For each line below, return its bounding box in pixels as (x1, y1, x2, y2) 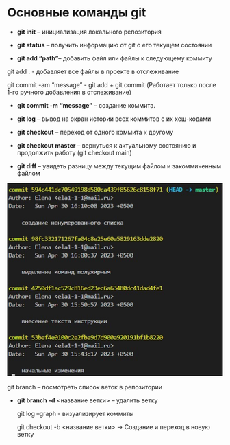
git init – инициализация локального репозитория (16, 27, 162, 36)
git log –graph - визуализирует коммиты (16, 410, 134, 418)
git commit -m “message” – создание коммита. (16, 101, 156, 109)
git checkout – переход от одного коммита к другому (16, 128, 174, 136)
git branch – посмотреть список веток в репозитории (7, 383, 163, 391)
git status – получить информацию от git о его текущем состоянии (16, 41, 212, 49)
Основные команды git (7, 5, 146, 21)
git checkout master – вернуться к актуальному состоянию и (16, 141, 196, 149)
